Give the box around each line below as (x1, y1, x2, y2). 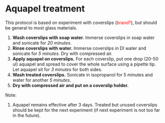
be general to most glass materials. (5, 24, 77, 30)
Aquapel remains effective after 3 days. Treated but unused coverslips (12, 101, 157, 107)
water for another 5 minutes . (12, 77, 71, 83)
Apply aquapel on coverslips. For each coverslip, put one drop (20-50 (12, 55, 158, 61)
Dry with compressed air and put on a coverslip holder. (12, 82, 129, 88)
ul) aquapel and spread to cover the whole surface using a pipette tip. (12, 61, 156, 67)
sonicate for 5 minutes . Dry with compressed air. (12, 50, 113, 56)
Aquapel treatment (5, 3, 85, 14)
